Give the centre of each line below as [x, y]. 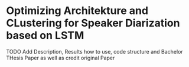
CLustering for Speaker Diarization [93, 23]
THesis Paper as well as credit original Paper [61, 58]
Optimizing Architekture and [77, 11]
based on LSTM [45, 36]
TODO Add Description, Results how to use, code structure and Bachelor [94, 51]
